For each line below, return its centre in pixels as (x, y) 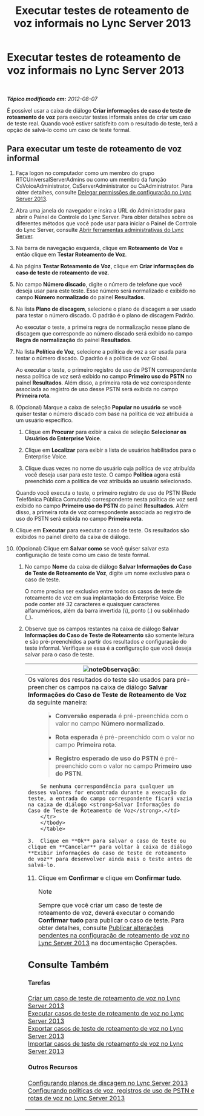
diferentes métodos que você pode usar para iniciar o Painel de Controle (106, 223)
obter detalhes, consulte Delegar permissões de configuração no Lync (104, 192)
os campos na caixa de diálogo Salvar (113, 687)
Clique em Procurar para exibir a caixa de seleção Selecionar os (106, 432)
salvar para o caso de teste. (59, 654)
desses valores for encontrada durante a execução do (107, 792)
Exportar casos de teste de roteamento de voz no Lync (105, 1029)
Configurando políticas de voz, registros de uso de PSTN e (111, 1091)
